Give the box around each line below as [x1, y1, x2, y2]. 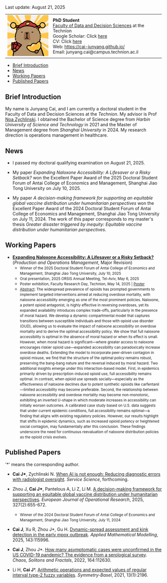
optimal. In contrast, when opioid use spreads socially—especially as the [19, 376, 144, 382]
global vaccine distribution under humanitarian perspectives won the [12, 200, 154, 206]
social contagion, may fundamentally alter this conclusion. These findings [19, 424, 146, 429]
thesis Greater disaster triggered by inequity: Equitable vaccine [12, 221, 143, 228]
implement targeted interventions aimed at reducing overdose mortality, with [19, 292, 151, 297]
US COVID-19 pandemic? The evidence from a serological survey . [12, 552, 148, 558]
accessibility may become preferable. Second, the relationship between [35, 387, 158, 392]
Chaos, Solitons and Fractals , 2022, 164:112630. [12, 557, 112, 563]
